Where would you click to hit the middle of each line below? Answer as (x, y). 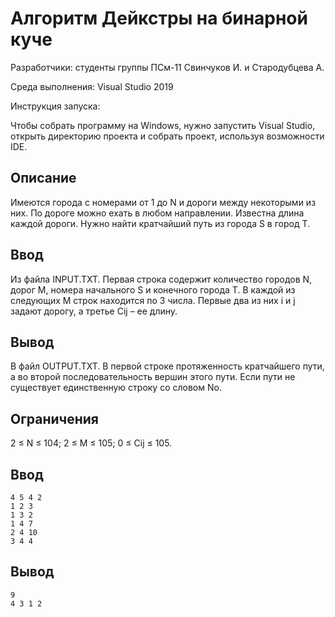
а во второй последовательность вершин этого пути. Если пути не (153, 377)
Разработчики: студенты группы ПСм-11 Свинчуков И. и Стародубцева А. (167, 67)
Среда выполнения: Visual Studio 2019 (92, 86)
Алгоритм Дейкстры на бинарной (159, 18)
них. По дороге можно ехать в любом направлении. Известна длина (157, 213)
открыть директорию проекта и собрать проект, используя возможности (167, 136)
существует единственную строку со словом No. (116, 388)
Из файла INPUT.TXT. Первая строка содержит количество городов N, (161, 279)
